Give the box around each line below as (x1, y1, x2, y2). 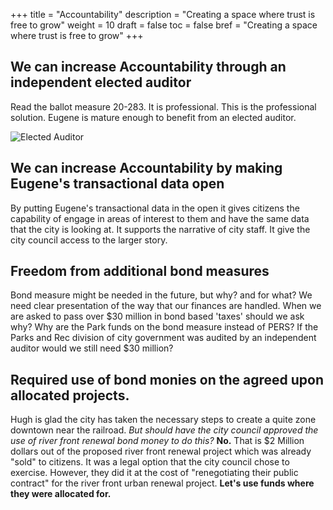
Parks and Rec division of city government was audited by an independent (10, 332, 317, 344)
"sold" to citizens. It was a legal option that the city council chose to (10, 456, 290, 468)
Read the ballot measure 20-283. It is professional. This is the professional (10, 100, 317, 113)
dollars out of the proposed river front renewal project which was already (10, 445, 312, 458)
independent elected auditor (10, 74, 192, 91)
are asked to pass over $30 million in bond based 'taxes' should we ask (10, 310, 305, 323)
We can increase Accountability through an (10, 59, 287, 76)
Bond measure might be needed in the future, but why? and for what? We (10, 289, 313, 301)
